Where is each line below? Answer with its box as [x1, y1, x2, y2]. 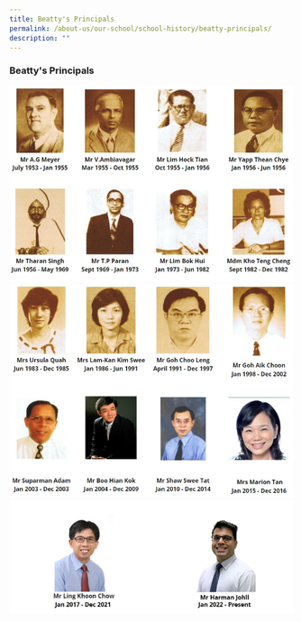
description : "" [9, 33, 70, 42]
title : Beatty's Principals [9, 14, 115, 23]
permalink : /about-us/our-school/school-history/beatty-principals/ [9, 23, 272, 33]
